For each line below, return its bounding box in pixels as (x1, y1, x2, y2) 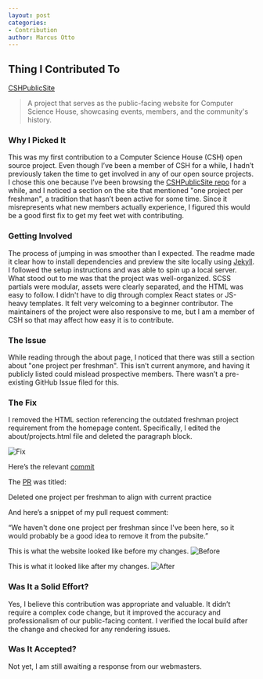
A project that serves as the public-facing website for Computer (27, 99, 233, 108)
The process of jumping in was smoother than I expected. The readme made (8, 248, 255, 257)
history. (27, 115, 52, 125)
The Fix (8, 397, 38, 408)
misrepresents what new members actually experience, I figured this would (8, 203, 250, 212)
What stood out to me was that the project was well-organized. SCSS (8, 273, 232, 283)
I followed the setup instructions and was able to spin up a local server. (8, 265, 237, 275)
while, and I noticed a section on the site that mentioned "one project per (8, 186, 243, 195)
